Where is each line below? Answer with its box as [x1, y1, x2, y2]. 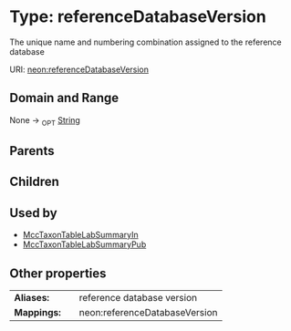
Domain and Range [9, 90, 120, 106]
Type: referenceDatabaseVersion [9, 6, 266, 27]
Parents [9, 143, 55, 159]
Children [9, 174, 59, 190]
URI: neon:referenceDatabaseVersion [9, 64, 149, 75]
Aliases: [14, 291, 50, 304]
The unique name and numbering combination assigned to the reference [9, 36, 282, 47]
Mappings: [14, 305, 62, 318]
